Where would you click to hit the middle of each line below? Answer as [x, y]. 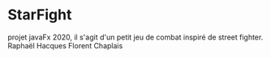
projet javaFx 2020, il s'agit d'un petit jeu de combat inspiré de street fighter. [135, 37]
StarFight [40, 15]
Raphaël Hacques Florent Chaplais [65, 45]
